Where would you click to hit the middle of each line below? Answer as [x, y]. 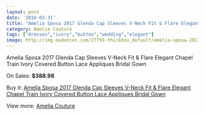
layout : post [23, 12]
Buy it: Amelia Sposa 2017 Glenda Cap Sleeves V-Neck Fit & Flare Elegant [99, 88]
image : [15, 40]
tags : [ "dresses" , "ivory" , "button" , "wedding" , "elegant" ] [80, 35]
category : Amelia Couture [39, 29]
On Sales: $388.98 [31, 76]
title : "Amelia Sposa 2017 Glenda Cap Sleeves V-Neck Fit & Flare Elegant [103, 23]
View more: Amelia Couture [41, 106]
